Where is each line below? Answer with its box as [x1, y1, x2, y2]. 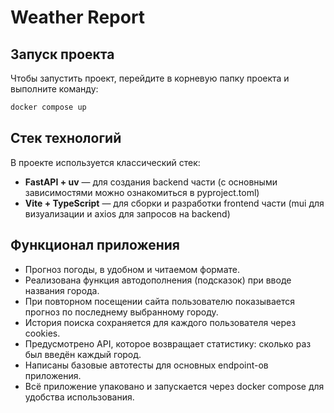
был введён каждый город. [24, 348, 142, 360]
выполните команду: [10, 83, 99, 95]
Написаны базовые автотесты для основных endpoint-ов [24, 359, 269, 371]
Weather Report [10, 6, 146, 29]
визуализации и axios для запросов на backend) [24, 207, 231, 220]
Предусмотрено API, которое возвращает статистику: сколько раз [24, 337, 312, 350]
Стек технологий [10, 130, 122, 147]
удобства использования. [24, 391, 135, 403]
